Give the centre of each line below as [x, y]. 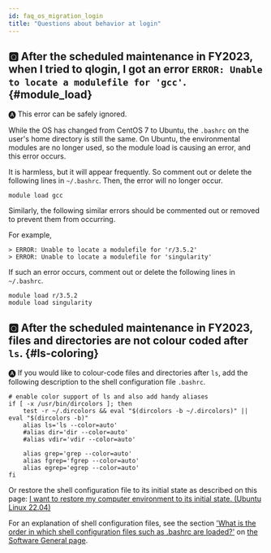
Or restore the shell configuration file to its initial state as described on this [133, 490]
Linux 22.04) [30, 507]
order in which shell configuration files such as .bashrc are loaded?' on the [133, 532]
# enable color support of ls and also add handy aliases [108, 397]
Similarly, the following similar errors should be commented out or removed [134, 211]
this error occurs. [37, 156]
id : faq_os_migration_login [56, 16]
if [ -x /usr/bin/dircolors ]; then [70, 404]
